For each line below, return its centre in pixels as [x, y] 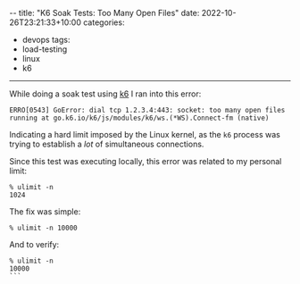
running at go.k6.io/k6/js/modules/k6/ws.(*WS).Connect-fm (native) [139, 118]
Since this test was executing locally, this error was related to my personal [146, 161]
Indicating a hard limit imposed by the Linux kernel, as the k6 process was [145, 134]
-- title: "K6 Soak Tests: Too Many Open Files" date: [104, 13]
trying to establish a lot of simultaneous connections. [107, 144]
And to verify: [34, 244]
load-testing [45, 49]
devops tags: [46, 40]
